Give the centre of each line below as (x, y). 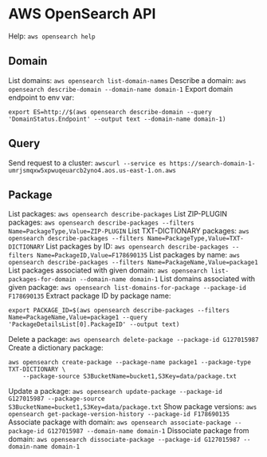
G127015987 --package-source (57, 399)
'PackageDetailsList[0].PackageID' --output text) (94, 324)
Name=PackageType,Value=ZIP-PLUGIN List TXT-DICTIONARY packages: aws (129, 231)
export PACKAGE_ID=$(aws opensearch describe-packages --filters (119, 311)
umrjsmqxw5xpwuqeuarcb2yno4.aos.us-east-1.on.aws (92, 170)
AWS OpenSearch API (82, 14)
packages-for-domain (43, 280)
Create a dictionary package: (56, 348)
